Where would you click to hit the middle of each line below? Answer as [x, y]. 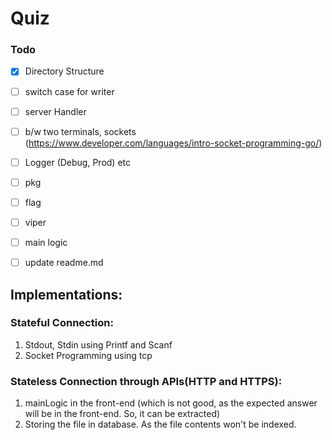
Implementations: [66, 294]
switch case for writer [69, 91]
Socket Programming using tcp [88, 355]
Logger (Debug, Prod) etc [78, 162]
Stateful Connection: [62, 323]
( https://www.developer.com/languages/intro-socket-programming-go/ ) [173, 143]
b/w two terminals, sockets [80, 131]
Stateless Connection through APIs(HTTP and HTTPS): [146, 381]
